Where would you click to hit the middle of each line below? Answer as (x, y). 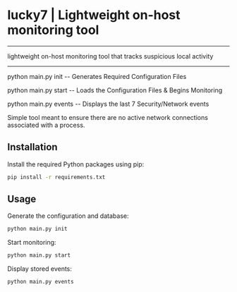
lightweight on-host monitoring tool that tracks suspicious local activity (110, 56)
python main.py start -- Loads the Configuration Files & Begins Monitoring (115, 90)
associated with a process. (46, 125)
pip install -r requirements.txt (56, 177)
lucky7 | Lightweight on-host (94, 15)
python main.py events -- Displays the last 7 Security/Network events (108, 104)
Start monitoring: (32, 243)
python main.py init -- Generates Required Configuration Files (97, 76)
